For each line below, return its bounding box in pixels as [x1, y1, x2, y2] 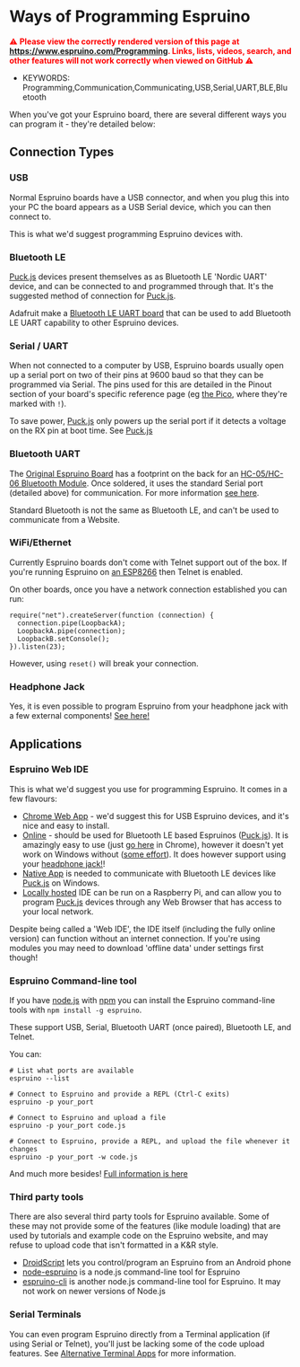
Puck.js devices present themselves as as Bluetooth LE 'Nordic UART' [9, 271, 268, 282]
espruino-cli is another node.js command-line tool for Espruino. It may [21, 1276, 281, 1287]
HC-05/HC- [240, 468, 284, 479]
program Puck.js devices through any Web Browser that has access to [21, 896, 282, 907]
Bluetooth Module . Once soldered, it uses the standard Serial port [21, 478, 263, 489]
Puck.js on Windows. [21, 878, 100, 888]
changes [9, 1145, 39, 1154]
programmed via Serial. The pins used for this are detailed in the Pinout [9, 379, 272, 390]
